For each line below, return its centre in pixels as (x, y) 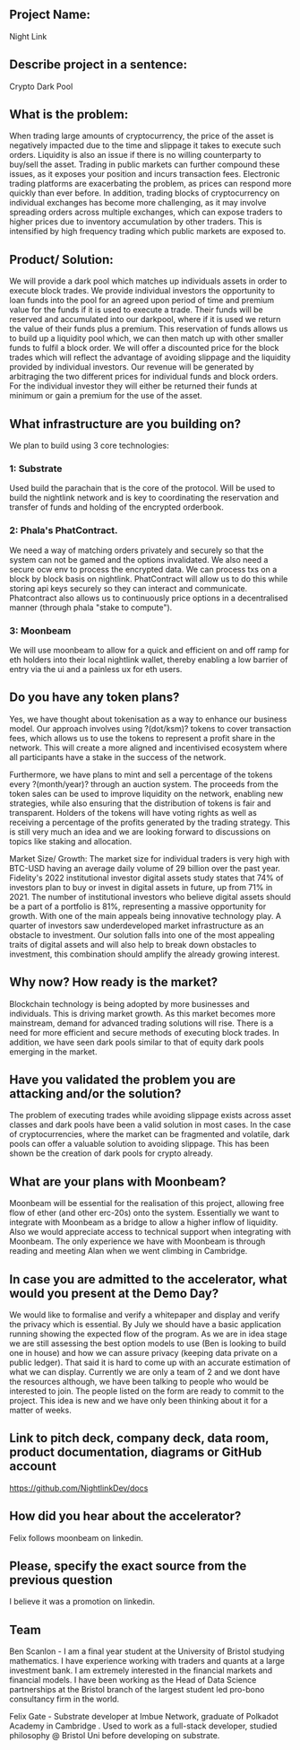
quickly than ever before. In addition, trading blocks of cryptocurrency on (145, 193)
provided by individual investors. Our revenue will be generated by (132, 367)
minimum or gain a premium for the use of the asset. (106, 396)
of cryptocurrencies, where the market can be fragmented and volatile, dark (150, 1134)
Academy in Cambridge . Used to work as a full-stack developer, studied (143, 1726)
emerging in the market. (53, 1051)
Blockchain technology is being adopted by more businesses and (129, 1003)
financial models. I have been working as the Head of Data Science (133, 1680)
